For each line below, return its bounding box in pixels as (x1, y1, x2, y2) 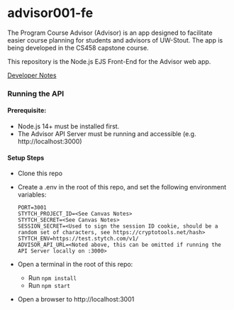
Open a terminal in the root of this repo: (17, 260, 133, 269)
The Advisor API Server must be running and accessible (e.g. (17, 130, 196, 138)
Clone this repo (17, 169, 62, 178)
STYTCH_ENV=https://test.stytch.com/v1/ (17, 236, 139, 243)
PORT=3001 (17, 204, 48, 211)
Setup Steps (7, 153, 45, 162)
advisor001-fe (7, 5, 94, 21)
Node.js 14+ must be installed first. (17, 122, 120, 131)
